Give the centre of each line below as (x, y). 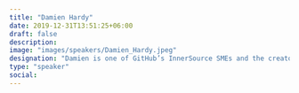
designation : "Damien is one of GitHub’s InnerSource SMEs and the (137, 58)
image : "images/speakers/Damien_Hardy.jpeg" (93, 50)
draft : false (33, 34)
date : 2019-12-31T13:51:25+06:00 (71, 26)
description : (33, 42)
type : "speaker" (39, 67)
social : (24, 75)
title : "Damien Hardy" (51, 17)
